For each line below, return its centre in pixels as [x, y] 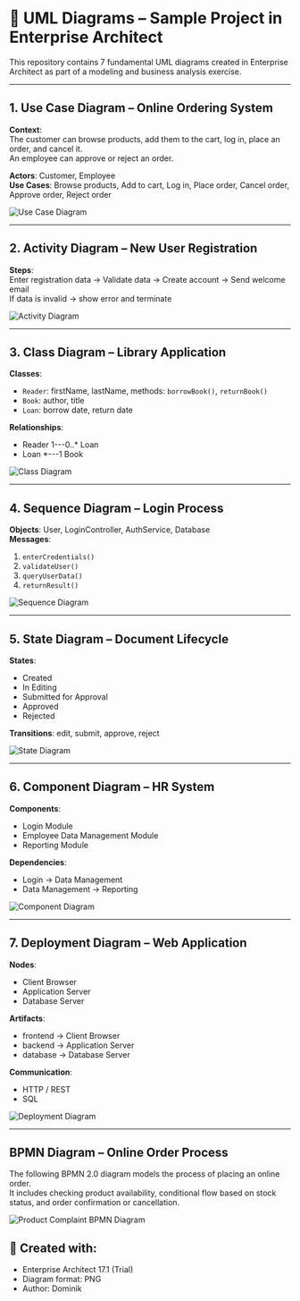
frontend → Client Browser [71, 1035]
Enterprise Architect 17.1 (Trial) [78, 1270]
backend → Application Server [78, 1045]
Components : [35, 808]
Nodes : [23, 965]
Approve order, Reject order [60, 194]
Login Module [47, 826]
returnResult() [50, 586]
